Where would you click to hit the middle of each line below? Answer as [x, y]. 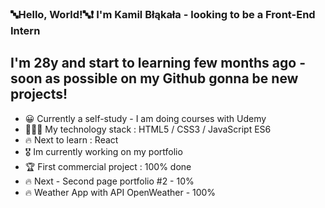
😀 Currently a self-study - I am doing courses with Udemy [145, 118]
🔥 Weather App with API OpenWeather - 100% [120, 192]
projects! [39, 94]
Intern [25, 30]
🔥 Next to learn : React [71, 139]
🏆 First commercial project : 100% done [108, 166]
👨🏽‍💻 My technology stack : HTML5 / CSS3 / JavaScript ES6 [148, 129]
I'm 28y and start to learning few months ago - [158, 63]
